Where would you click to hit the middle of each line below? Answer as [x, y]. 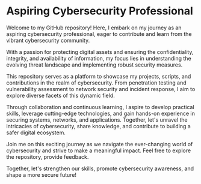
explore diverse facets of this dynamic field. [61, 95]
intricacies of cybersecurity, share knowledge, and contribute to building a [98, 126]
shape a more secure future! [42, 174]
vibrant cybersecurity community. [48, 40]
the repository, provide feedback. [48, 156]
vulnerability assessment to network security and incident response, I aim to [101, 89]
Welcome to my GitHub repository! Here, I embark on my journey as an [94, 28]
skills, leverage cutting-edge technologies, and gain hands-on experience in [101, 113]
